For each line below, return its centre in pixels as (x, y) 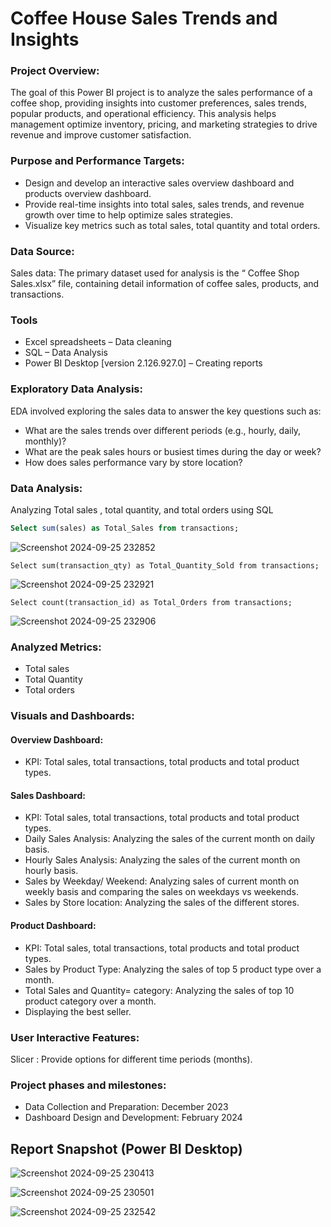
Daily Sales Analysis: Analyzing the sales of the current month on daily (170, 839)
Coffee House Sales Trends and (144, 18)
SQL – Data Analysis (66, 353)
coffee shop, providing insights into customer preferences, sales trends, (158, 103)
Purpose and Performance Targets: (97, 161)
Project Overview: (55, 71)
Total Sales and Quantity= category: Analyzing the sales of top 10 (159, 990)
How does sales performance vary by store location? (133, 462)
